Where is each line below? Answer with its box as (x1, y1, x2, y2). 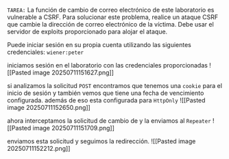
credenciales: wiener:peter (7, 48, 84, 56)
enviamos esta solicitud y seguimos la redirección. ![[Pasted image (7, 137, 196, 145)
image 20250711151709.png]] (32, 124, 115, 132)
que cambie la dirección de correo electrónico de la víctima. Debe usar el (7, 20, 214, 28)
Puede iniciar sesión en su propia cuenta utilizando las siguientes (7, 41, 192, 48)
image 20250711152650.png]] (7, 104, 91, 111)
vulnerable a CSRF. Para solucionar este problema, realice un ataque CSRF (7, 13, 219, 21)
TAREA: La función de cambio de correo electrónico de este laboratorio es (7, 6, 215, 14)
